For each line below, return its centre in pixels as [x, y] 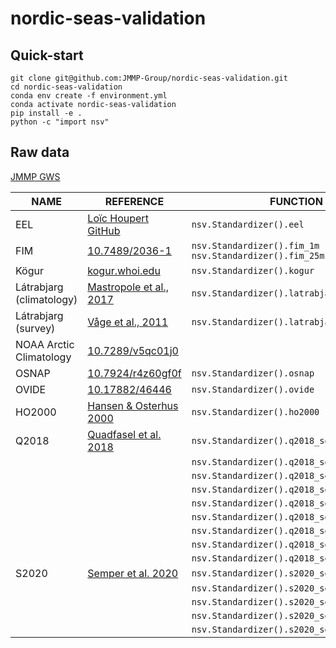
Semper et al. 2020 [133, 573]
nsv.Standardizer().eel [248, 224]
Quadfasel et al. [124, 434]
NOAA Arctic [45, 344]
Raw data [40, 152]
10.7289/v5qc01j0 [133, 350]
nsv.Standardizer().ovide [253, 389]
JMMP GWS [35, 176]
